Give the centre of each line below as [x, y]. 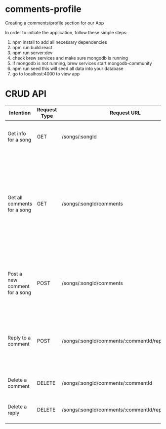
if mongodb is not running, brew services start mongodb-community [82, 63]
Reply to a [19, 338]
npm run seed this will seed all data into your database [68, 69]
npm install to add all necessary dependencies [60, 42]
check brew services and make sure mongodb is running [70, 58]
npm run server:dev [32, 53]
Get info [17, 134]
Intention [20, 113]
